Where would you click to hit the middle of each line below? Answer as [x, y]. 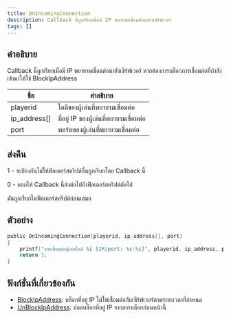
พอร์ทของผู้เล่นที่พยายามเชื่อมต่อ [99, 130]
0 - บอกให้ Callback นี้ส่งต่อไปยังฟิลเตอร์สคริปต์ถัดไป [70, 184]
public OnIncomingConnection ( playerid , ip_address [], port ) [95, 236]
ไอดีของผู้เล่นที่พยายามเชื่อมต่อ [97, 107]
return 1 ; [34, 255]
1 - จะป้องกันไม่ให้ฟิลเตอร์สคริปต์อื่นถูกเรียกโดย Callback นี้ [76, 170]
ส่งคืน [16, 154]
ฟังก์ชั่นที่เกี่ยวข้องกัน [41, 283]
